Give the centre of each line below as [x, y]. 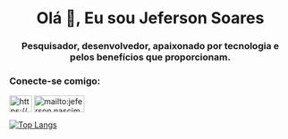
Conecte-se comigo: [55, 81]
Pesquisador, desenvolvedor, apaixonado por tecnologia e [150, 46]
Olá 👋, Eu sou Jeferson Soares [150, 18]
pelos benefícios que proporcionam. [150, 57]
